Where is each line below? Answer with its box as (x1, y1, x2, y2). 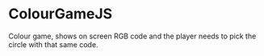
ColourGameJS (8, 5, 113, 23)
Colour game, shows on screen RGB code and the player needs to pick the (8, 31, 257, 41)
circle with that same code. (8, 39, 98, 49)
